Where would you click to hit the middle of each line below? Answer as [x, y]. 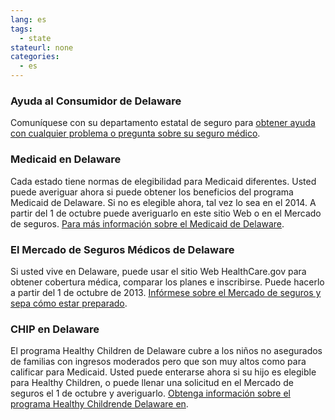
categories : [35, 57]
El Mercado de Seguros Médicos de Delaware [122, 249]
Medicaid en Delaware [66, 159]
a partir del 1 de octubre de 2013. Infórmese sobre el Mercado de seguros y [166, 292]
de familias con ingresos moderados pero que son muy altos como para [158, 362]
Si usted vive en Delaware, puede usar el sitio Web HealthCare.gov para [158, 271]
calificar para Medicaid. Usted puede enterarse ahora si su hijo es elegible [163, 372]
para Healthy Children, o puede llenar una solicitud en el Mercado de [152, 383]
